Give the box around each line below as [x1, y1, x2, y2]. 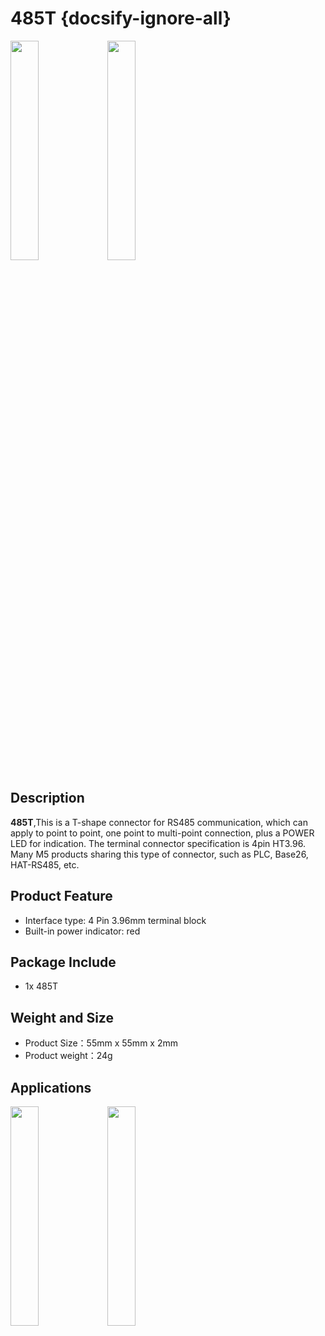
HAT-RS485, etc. [10, 858, 80, 871]
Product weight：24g [24, 1050, 113, 1062]
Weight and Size [10, 1009, 114, 1026]
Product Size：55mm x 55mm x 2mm [24, 1037, 178, 1049]
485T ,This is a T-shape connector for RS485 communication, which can [10, 816, 308, 828]
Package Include [10, 953, 117, 971]
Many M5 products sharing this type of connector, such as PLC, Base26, [10, 848, 309, 860]
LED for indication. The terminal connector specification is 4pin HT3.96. [10, 837, 306, 849]
